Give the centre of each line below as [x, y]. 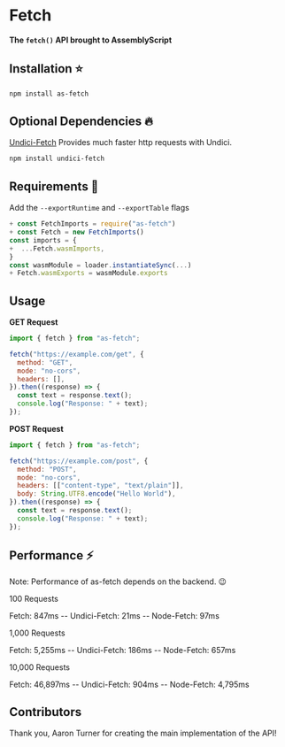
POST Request [36, 428]
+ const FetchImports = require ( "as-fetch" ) [92, 224]
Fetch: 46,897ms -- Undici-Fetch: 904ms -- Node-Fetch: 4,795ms [129, 684]
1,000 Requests [38, 633]
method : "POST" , [47, 469]
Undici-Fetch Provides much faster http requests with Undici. [121, 142]
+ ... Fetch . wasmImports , [57, 249]
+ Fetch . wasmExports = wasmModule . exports [89, 273]
